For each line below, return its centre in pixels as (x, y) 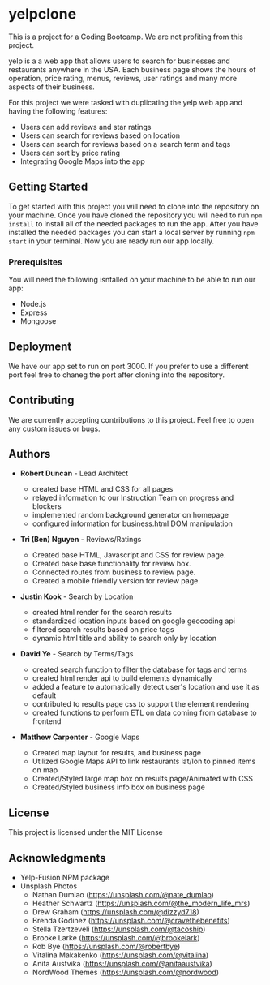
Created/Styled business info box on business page (118, 787)
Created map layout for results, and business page (116, 753)
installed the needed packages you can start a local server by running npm (132, 232)
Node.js (33, 304)
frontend (47, 721)
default (44, 695)
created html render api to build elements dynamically (122, 678)
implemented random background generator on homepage (131, 515)
